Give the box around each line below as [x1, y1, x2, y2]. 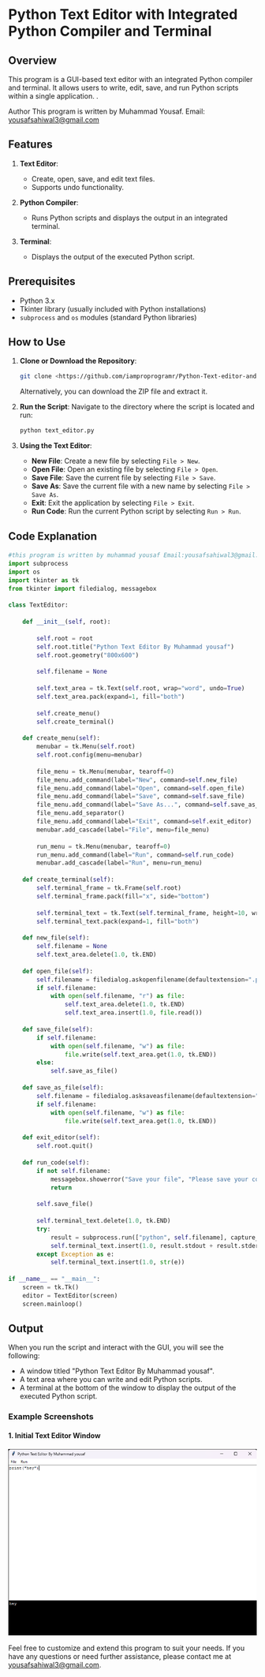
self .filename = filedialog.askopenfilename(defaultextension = [36, 976, 248, 984]
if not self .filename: [36, 1167, 111, 1175]
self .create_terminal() [36, 718, 114, 726]
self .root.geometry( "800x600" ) [36, 651, 140, 659]
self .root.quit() [36, 1142, 93, 1150]
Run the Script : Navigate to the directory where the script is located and [19, 402, 255, 412]
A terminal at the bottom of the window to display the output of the [19, 1383, 237, 1393]
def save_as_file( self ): [22, 1084, 104, 1092]
